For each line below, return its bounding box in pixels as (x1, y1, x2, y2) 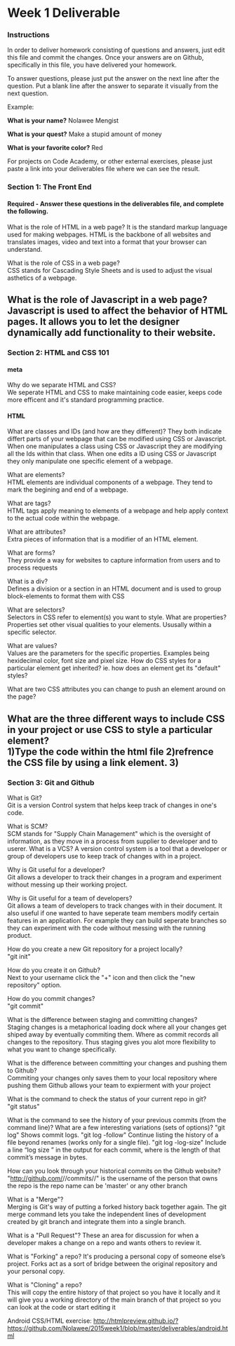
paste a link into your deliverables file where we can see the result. (7, 165, 201, 173)
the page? (7, 692, 36, 701)
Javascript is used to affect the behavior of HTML (7, 305, 228, 316)
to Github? (7, 1066, 37, 1075)
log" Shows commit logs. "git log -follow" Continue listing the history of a (7, 1131, 219, 1139)
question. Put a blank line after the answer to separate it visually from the (7, 82, 219, 90)
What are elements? (7, 471, 65, 479)
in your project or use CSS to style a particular (7, 724, 213, 736)
